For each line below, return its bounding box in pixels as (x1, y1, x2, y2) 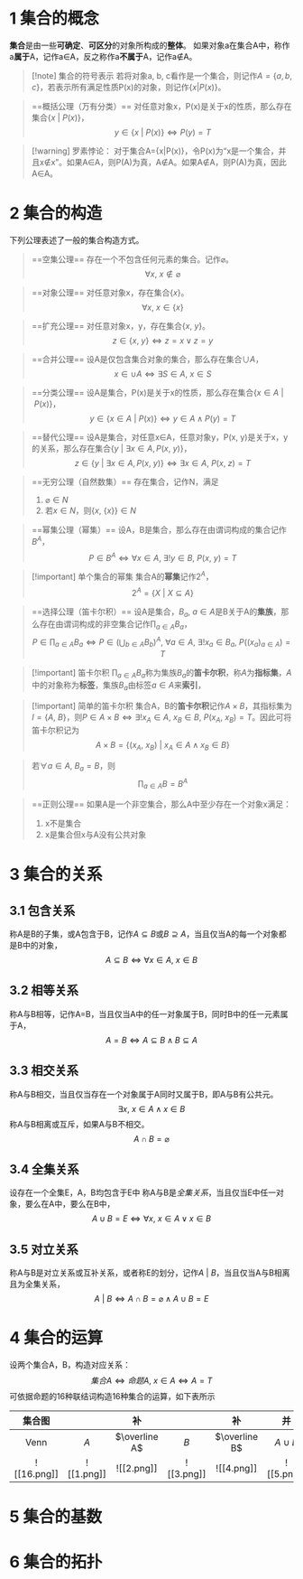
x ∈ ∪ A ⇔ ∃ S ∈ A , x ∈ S (114, 368, 212, 379)
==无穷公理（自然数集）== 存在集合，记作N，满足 (31, 476, 219, 487)
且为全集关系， (9, 1279, 65, 1290)
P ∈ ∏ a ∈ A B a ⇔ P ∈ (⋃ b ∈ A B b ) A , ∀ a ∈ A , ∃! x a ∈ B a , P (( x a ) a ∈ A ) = (32, 635, 291, 649)
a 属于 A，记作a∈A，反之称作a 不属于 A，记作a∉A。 (9, 51, 197, 61)
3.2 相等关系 (9, 983, 79, 998)
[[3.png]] (166, 1468, 207, 1481)
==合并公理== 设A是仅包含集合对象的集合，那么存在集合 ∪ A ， (31, 353, 264, 364)
